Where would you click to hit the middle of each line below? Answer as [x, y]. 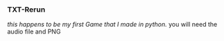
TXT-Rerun [26, 10]
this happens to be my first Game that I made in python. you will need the [112, 25]
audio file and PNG [34, 31]
